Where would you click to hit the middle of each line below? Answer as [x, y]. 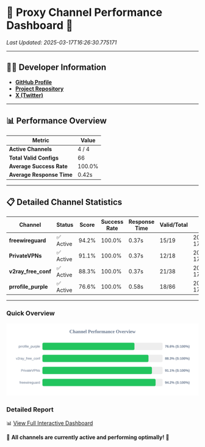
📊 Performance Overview [56, 121]
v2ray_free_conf [30, 271]
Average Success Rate [38, 166]
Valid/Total [174, 225]
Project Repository [39, 89]
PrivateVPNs [25, 256]
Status [65, 225]
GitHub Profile [34, 82]
